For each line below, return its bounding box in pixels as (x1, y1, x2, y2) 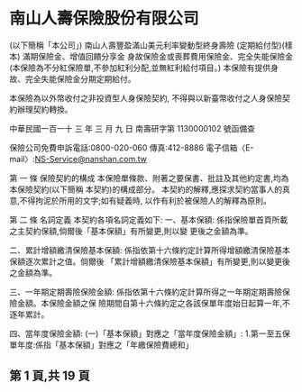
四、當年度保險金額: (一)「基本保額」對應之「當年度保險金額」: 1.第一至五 (9, 328, 282, 339)
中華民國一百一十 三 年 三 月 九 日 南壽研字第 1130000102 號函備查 (9, 123, 255, 133)
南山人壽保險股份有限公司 (9, 8, 200, 29)
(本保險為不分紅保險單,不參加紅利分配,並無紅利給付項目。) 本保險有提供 (9, 62, 271, 73)
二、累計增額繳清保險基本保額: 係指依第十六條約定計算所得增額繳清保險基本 (9, 244, 290, 255)
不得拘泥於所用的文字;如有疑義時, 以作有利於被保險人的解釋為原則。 (19, 195, 272, 205)
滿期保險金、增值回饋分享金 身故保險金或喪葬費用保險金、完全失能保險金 (22, 50, 293, 61)
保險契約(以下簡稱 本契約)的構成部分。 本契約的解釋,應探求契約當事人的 (16, 184, 283, 195)
